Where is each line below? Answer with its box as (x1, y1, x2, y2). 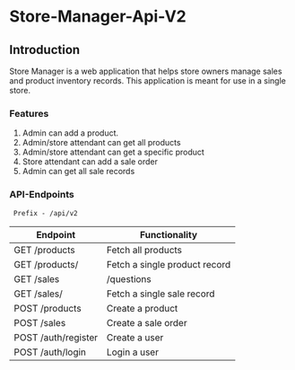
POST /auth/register (13, 330, 99, 343)
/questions (106, 272, 152, 285)
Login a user (106, 346, 160, 358)
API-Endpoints (9, 189, 74, 201)
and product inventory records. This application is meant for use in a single (9, 75, 287, 86)
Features (9, 107, 49, 119)
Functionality (140, 228, 198, 241)
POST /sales (13, 316, 66, 329)
